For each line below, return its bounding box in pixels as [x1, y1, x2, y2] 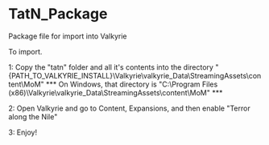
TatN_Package [8, 5, 108, 23]
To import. [8, 46, 43, 56]
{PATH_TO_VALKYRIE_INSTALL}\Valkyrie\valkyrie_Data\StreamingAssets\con [8, 70, 262, 80]
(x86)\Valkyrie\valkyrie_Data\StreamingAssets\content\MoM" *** [8, 87, 223, 97]
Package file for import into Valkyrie [8, 31, 127, 41]
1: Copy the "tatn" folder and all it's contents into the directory [8, 62, 213, 72]
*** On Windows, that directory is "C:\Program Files [45, 79, 218, 89]
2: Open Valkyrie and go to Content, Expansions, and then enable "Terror [8, 103, 251, 113]
